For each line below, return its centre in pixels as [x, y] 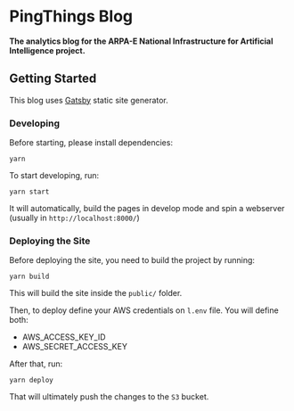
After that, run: [36, 364]
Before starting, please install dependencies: [91, 143]
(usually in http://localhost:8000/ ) [74, 218]
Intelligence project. [48, 50]
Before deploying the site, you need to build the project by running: [132, 260]
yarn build [29, 277]
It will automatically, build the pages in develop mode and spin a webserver [147, 209]
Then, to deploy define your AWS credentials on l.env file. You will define [144, 310]
